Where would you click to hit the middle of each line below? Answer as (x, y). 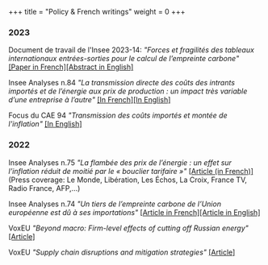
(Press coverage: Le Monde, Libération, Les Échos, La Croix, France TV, (128, 180)
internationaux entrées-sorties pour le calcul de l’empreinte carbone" (124, 59)
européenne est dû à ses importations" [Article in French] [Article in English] (134, 212)
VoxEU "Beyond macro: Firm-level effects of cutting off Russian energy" (128, 228)
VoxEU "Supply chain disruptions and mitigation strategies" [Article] (122, 252)
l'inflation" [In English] (45, 124)
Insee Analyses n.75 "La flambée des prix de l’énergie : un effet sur (120, 162)
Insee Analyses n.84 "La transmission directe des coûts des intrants (122, 83)
